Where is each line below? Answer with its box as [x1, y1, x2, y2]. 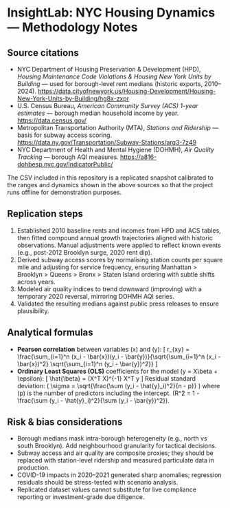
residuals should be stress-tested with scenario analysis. [16, 478, 179, 487]
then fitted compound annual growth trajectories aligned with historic [16, 233, 213, 242]
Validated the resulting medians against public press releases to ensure [16, 299, 220, 308]
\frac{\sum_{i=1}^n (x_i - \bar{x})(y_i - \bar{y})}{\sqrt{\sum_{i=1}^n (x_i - [16, 352, 221, 361]
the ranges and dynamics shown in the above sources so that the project [7, 181, 214, 189]
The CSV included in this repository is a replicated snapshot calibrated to [7, 173, 214, 182]
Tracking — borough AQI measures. [16, 153, 119, 161]
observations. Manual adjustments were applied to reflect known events [16, 241, 221, 249]
